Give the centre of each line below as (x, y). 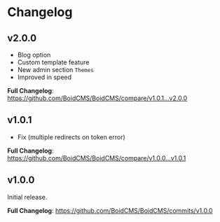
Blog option (34, 55)
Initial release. (27, 197)
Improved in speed (44, 77)
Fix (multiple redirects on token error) (71, 137)
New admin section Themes (56, 70)
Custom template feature (53, 62)
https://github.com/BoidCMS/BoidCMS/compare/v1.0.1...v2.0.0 (97, 98)
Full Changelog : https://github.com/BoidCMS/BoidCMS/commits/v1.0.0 (110, 210)
